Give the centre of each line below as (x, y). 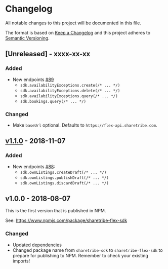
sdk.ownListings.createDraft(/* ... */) (63, 172)
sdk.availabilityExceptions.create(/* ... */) (70, 85)
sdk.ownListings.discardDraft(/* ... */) (64, 183)
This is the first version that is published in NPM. (56, 211)
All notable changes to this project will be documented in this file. (73, 23)
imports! (21, 261)
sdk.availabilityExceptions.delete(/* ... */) (70, 91)
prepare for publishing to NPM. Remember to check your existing (80, 255)
